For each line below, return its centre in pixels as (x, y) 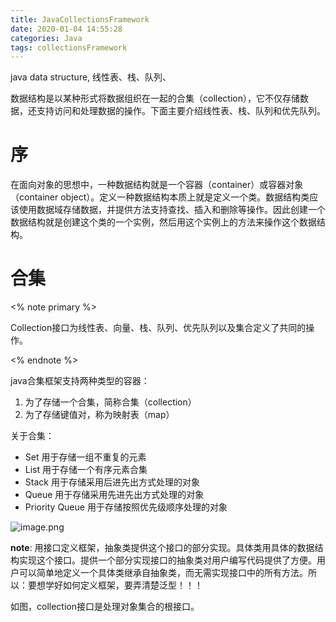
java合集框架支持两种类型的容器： (80, 381)
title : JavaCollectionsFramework (80, 19)
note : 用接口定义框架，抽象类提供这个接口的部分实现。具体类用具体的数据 (162, 548)
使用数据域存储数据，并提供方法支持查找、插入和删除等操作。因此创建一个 (172, 210)
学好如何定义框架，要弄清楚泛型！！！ (123, 585)
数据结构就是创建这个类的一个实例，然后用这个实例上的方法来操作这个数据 (163, 222)
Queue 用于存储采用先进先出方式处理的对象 (114, 495)
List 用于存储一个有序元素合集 (86, 470)
